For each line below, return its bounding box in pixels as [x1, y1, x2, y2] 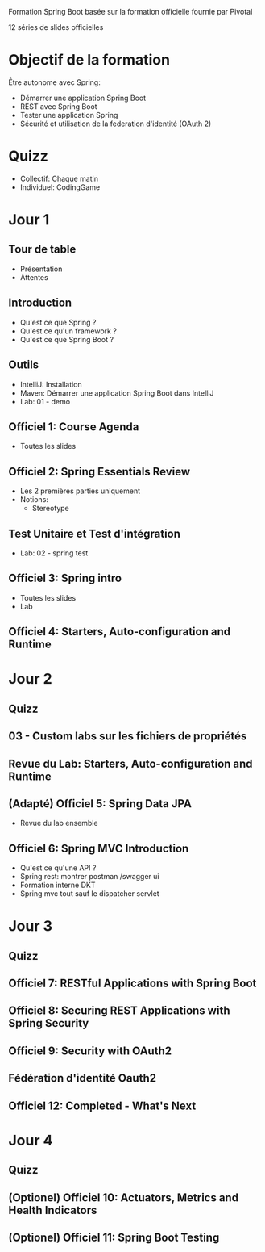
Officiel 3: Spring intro [8, 572, 122, 585]
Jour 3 [8, 917, 53, 936]
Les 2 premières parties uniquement [19, 486, 141, 496]
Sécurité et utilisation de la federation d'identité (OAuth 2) [19, 119, 212, 128]
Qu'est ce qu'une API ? [19, 863, 97, 873]
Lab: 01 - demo [19, 396, 71, 406]
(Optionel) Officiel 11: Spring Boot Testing [8, 1231, 220, 1245]
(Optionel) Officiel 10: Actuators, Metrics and [8, 1191, 239, 1204]
